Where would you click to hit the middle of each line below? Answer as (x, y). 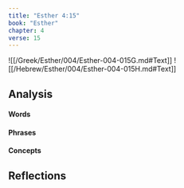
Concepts (25, 151)
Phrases (22, 132)
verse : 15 (25, 38)
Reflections (37, 176)
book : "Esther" (33, 23)
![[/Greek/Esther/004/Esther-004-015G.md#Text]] (90, 61)
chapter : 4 (26, 30)
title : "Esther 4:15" (44, 16)
